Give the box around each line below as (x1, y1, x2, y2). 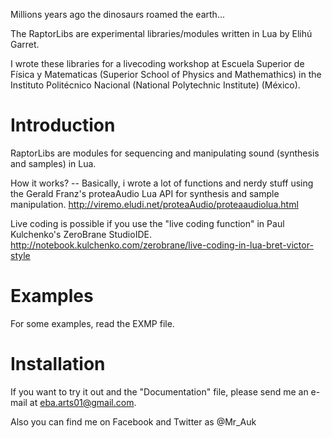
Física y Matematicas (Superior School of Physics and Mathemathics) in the (10, 69, 322, 80)
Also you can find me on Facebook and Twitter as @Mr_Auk (10, 415, 257, 428)
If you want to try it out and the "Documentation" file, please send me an (10, 385, 309, 398)
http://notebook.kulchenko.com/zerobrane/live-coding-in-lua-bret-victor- (10, 239, 314, 251)
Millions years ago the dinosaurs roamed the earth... (10, 9, 225, 20)
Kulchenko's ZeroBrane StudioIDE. (10, 228, 152, 240)
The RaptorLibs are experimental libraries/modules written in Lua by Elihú (10, 28, 313, 39)
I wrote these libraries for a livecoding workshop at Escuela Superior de (10, 58, 305, 69)
